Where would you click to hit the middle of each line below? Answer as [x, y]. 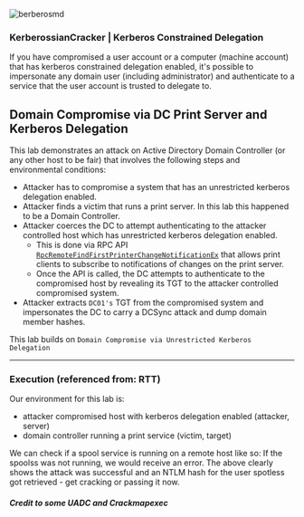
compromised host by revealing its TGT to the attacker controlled [157, 283]
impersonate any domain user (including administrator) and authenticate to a [152, 76]
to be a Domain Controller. [71, 216]
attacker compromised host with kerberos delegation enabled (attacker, [156, 416]
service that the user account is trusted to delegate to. [111, 86]
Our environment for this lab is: [67, 399]
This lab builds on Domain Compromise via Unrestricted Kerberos [130, 340]
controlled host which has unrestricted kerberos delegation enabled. [150, 235]
